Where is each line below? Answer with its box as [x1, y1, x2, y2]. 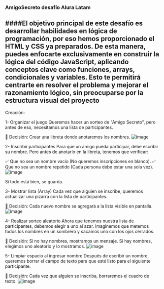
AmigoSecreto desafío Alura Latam [5, 4, 91, 11]
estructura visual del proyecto [5, 96, 99, 105]
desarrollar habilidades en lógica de [5, 27, 117, 36]
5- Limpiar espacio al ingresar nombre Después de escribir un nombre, [5, 252, 149, 258]
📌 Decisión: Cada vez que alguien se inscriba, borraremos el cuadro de [5, 273, 149, 279]
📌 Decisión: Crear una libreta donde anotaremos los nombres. [5, 134, 131, 140]
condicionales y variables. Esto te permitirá [5, 73, 141, 82]
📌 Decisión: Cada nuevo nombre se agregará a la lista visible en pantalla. [5, 203, 153, 209]
